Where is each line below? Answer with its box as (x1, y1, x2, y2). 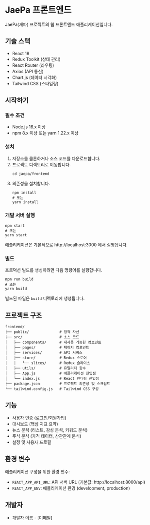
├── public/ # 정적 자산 (5, 330, 80, 334)
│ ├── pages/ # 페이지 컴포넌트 (5, 345, 90, 350)
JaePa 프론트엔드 (5, 4, 72, 16)
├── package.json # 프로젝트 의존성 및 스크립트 (5, 381, 111, 387)
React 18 (12, 50, 30, 56)
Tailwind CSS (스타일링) (12, 80, 59, 86)
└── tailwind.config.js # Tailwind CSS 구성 (5, 387, 99, 391)
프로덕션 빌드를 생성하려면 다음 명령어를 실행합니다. (5, 267, 102, 273)
